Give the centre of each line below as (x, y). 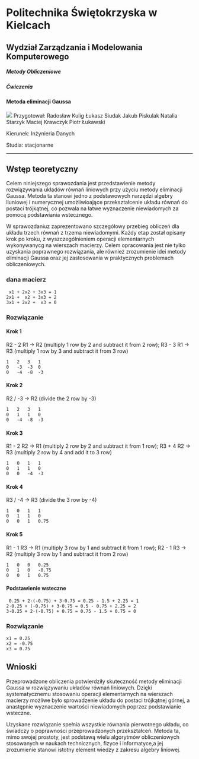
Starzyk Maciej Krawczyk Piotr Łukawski (56, 122)
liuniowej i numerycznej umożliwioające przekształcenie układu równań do (97, 203)
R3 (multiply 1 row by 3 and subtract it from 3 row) (67, 351)
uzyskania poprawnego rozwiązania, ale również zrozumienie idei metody (96, 252)
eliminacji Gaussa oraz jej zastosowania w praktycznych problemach (90, 258)
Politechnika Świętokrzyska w (82, 13)
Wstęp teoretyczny (42, 169)
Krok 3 (15, 433)
